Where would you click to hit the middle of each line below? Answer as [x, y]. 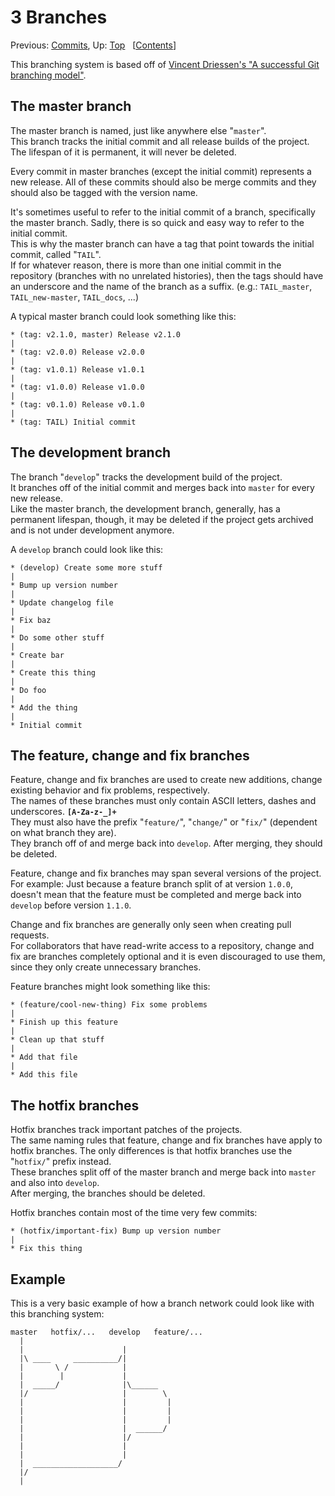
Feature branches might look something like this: [110, 987]
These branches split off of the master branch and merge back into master [163, 1172]
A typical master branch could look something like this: [123, 316]
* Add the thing [44, 707]
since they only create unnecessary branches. [106, 967]
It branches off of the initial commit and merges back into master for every [162, 487]
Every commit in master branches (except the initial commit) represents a [161, 171]
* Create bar [37, 655]
